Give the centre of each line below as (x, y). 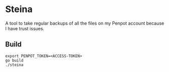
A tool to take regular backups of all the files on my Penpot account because (85, 23)
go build (14, 60)
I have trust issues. (25, 28)
